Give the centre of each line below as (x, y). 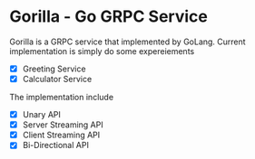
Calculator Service (57, 79)
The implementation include (62, 98)
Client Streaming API (61, 135)
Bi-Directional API (55, 145)
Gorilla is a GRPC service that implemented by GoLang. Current (128, 42)
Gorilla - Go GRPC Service (109, 17)
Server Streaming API (63, 125)
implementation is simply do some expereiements (102, 51)
